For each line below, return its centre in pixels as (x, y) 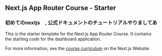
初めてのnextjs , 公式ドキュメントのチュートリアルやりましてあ (81, 23)
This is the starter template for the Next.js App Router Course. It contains (78, 34)
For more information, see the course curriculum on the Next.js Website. (78, 48)
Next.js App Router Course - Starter (61, 8)
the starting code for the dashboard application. (53, 39)
